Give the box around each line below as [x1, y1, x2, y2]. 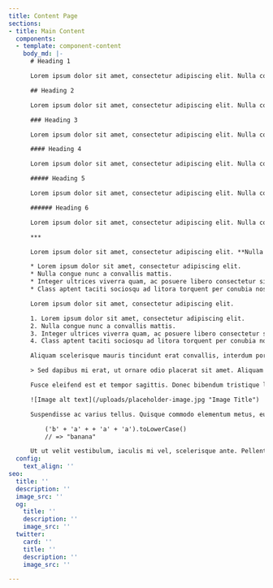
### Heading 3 [29, 115, 79, 124]
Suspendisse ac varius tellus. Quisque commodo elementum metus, [29, 410, 256, 418]
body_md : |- [23, 50, 63, 58]
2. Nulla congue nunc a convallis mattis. [29, 322, 176, 330]
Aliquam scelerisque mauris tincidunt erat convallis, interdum [29, 352, 253, 360]
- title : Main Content [8, 27, 85, 35]
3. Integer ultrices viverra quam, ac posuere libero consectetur [29, 330, 260, 338]
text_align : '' [23, 462, 75, 471]
